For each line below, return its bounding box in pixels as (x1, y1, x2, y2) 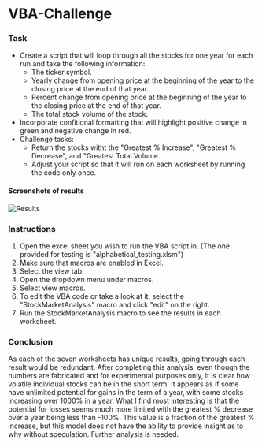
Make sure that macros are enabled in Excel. (19, 258, 164, 267)
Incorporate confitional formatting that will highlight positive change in (19, 117, 248, 127)
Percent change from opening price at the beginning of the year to (31, 92, 247, 102)
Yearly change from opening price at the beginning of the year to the (31, 76, 254, 85)
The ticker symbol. (31, 68, 92, 77)
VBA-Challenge (8, 5, 113, 23)
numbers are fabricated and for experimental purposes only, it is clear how (8, 371, 250, 381)
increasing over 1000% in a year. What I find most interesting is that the (8, 396, 240, 406)
